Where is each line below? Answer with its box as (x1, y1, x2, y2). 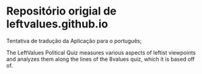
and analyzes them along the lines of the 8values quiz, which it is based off (6, 55, 195, 62)
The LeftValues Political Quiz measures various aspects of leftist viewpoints (6, 49, 196, 56)
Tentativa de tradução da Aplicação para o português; (6, 37, 142, 44)
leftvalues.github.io (6, 17, 108, 31)
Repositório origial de (6, 4, 117, 18)
